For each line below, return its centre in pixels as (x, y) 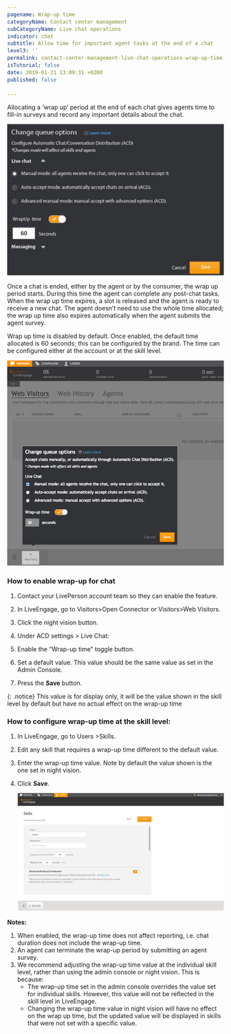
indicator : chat (30, 36)
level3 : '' (23, 51)
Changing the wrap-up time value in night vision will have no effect (122, 1008)
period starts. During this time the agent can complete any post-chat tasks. (113, 293)
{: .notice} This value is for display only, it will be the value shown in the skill (114, 696)
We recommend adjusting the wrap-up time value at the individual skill (117, 965)
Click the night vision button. (57, 622)
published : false (32, 80)
